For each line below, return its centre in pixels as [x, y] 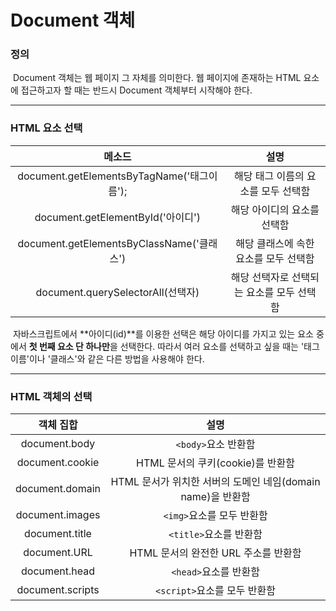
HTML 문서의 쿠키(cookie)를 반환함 [215, 463]
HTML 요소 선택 [46, 128]
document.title [58, 534]
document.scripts [58, 590]
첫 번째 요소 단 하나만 [69, 346]
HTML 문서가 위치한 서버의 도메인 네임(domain [215, 482]
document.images [58, 515]
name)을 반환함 [215, 497]
